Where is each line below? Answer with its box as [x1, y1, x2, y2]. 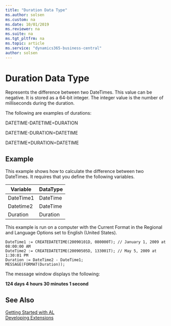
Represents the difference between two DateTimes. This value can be [5, 89, 153, 95]
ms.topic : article [5, 41, 45, 46]
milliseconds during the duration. [5, 100, 75, 106]
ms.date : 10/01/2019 [5, 21, 50, 27]
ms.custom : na [5, 17, 36, 22]
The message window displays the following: [5, 271, 100, 277]
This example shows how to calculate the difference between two [5, 168, 144, 175]
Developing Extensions [5, 315, 54, 321]
